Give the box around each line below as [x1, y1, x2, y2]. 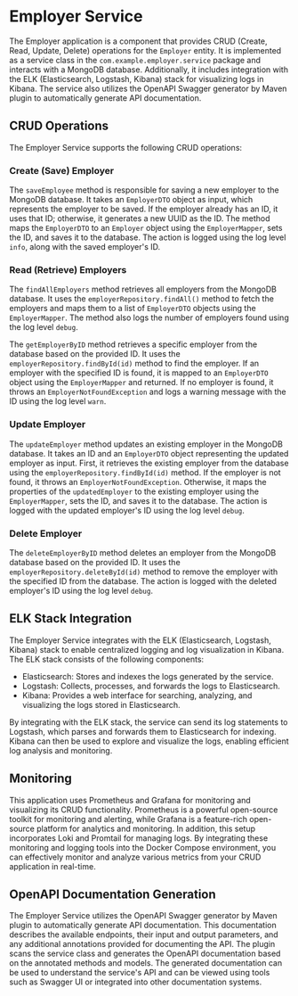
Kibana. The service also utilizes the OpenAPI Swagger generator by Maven [9, 83, 287, 94]
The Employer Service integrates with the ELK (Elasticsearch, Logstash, [9, 635, 271, 646]
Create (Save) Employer [9, 164, 114, 177]
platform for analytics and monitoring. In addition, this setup [36, 823, 256, 834]
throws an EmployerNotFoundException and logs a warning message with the [9, 386, 286, 398]
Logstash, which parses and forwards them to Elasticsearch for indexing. [9, 726, 278, 737]
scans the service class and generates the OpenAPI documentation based [9, 948, 281, 959]
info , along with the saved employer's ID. [9, 242, 161, 252]
